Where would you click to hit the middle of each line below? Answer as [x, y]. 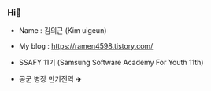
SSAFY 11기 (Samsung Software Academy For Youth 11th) [111, 63]
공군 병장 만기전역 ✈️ [50, 79]
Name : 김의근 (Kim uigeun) [63, 31]
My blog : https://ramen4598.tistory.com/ [86, 46]
